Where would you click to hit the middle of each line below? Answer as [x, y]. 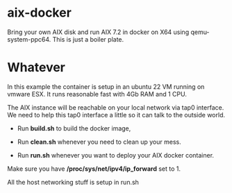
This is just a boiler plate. [88, 39]
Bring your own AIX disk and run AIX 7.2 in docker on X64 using [98, 32]
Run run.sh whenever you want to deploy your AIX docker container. [115, 155]
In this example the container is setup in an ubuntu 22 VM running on [106, 86]
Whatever [36, 68]
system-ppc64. [29, 39]
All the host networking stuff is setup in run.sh [73, 182]
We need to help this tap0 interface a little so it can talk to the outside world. [116, 115]
